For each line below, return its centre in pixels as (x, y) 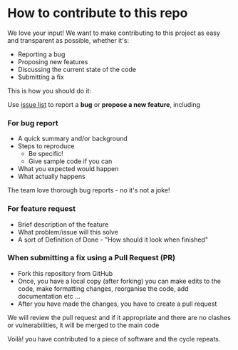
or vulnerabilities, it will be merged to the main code (83, 325)
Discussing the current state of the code (77, 69)
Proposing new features (53, 61)
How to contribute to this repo (98, 13)
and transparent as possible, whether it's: (68, 40)
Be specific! (46, 154)
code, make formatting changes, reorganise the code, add (103, 288)
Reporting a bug (41, 54)
